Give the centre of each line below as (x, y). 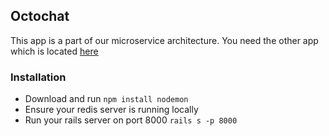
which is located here (54, 51)
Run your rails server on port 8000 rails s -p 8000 (131, 120)
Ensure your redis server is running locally (111, 110)
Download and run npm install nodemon (106, 99)
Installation (38, 77)
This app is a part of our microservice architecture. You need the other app (164, 40)
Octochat (40, 16)
